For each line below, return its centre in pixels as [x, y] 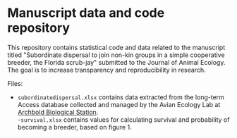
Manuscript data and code [86, 13]
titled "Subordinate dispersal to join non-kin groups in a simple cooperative [116, 55]
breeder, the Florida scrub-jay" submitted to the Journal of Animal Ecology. [116, 62]
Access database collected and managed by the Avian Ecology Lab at [119, 104]
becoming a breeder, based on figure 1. [74, 127]
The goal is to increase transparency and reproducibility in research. [107, 70]
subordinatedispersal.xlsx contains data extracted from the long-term [121, 97]
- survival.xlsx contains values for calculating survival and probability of [123, 119]
